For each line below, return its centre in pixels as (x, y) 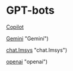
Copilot (15, 27)
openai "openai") (27, 61)
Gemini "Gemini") (27, 38)
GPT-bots (31, 10)
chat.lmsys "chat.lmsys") (36, 50)
